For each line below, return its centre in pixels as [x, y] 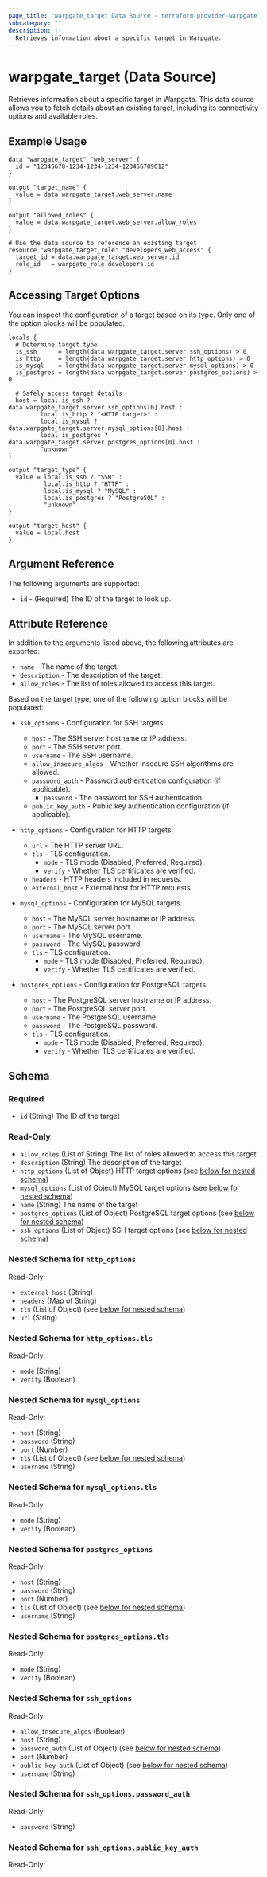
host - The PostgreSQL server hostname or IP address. [122, 1000]
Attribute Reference [58, 624]
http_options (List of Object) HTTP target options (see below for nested [137, 1171]
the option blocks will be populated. [67, 323]
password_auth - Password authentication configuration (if [126, 780]
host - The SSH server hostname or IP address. [109, 738]
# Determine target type [56, 344]
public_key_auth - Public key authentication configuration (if [130, 806]
